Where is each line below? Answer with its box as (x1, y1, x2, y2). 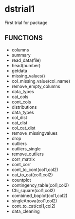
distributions (11, 104, 37, 110)
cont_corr (11, 161, 31, 167)
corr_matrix (11, 156, 35, 162)
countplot (11, 177, 31, 183)
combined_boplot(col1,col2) (11, 193, 68, 198)
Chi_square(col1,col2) (11, 187, 56, 193)
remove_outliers (11, 151, 44, 157)
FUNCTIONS (4, 34, 43, 42)
